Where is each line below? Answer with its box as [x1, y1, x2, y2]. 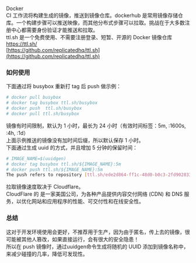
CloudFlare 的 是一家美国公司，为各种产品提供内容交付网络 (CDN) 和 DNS [6, 191, 183, 198]
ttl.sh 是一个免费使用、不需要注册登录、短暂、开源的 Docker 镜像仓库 [6, 34, 173, 40]
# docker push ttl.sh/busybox [6, 105, 82, 112]
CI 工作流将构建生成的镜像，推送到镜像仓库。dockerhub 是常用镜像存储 [6, 12, 178, 19]
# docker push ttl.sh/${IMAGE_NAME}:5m [6, 167, 103, 172]
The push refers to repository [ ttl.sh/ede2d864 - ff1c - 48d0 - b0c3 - [6, 172, 168, 178]
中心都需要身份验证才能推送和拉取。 [10, 26, 98, 33]
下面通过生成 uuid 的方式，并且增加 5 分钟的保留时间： [6, 144, 138, 151]
